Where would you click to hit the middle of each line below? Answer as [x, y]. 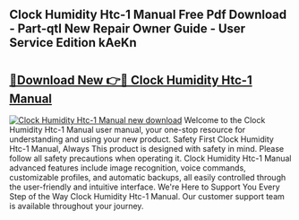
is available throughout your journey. [77, 206]
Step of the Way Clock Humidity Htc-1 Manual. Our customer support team [147, 196]
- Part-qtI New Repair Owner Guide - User [128, 29]
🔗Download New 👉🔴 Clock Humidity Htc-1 [131, 80]
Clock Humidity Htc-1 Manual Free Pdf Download [148, 15]
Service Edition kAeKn [73, 43]
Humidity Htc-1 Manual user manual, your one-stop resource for [128, 130]
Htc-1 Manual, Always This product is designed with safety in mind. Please [147, 149]
